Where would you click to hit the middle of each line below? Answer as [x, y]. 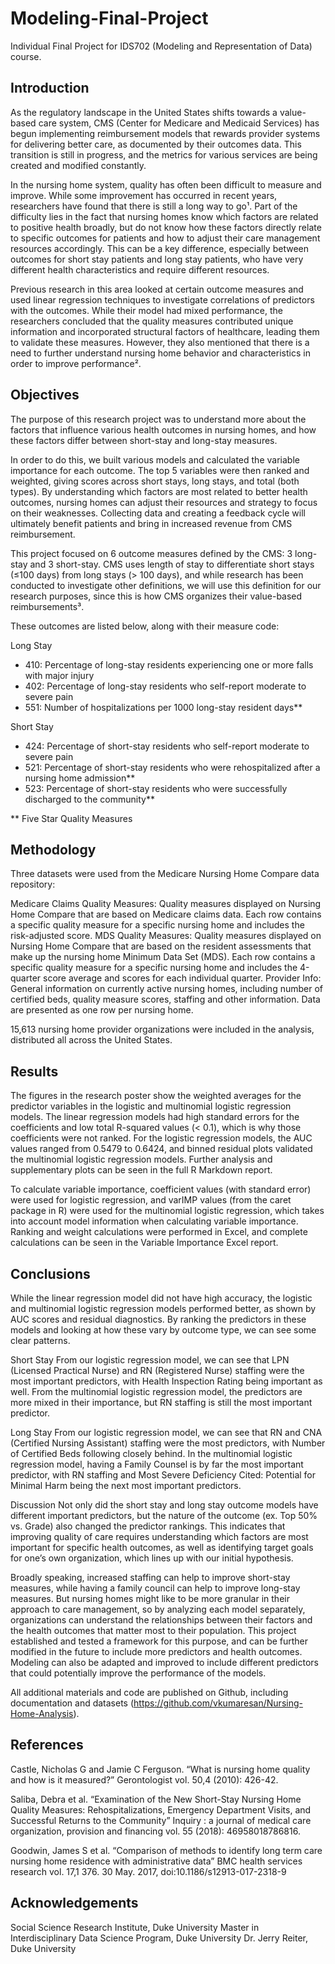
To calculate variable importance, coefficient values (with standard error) [161, 1189]
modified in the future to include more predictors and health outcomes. [156, 1651]
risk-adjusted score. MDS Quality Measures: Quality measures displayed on [166, 936]
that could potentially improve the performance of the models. [138, 1673]
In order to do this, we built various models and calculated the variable [155, 459]
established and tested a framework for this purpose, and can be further [159, 1641]
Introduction [50, 88]
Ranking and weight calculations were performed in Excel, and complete [159, 1232]
